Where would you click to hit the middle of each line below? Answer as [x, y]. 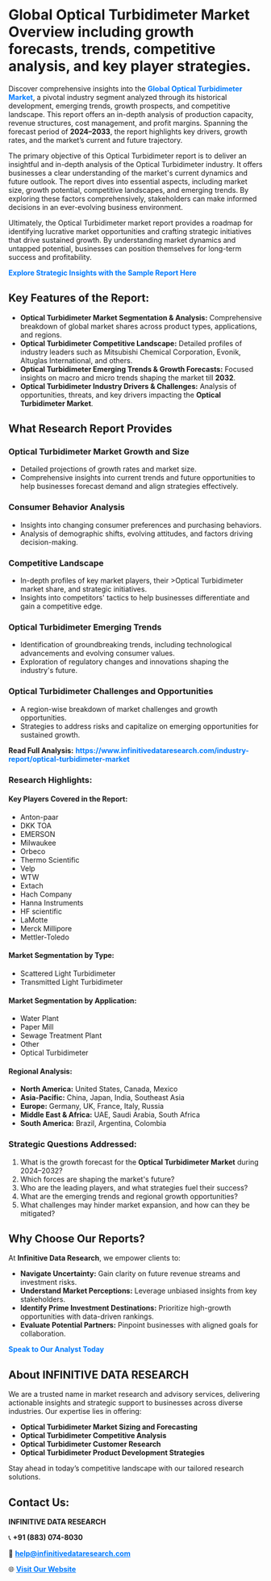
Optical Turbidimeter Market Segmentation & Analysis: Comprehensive [141, 317]
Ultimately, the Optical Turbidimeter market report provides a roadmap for [131, 223]
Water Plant [39, 1018]
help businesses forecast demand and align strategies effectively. [129, 487]
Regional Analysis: [40, 1071]
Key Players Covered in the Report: [68, 799]
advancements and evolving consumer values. [97, 653]
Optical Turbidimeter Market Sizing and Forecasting [108, 1427]
